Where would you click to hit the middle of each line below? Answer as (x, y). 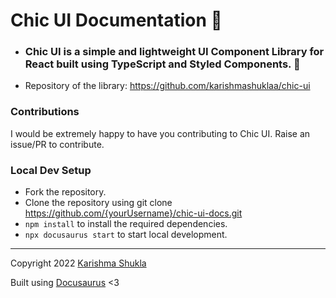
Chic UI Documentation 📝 (116, 20)
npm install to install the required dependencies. (126, 224)
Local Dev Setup (51, 170)
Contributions (45, 112)
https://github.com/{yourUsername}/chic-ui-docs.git (133, 213)
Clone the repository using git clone (98, 203)
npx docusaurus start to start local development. (126, 235)
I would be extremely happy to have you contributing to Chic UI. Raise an (160, 133)
